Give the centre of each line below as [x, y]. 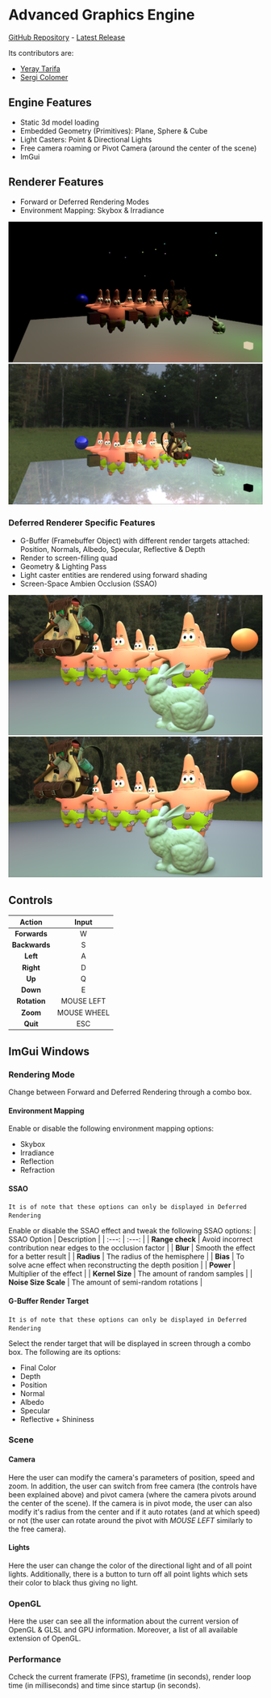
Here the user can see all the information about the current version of [124, 1621]
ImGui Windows [49, 1051]
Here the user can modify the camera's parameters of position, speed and [132, 1477]
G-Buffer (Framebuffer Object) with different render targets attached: [135, 541]
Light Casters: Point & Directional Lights [86, 139]
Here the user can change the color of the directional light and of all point [130, 1565]
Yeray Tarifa [40, 68]
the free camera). [38, 1529]
